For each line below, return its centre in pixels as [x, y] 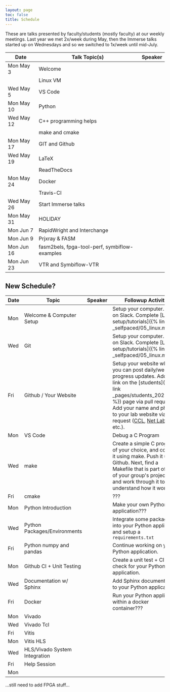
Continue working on [137, 546]
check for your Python [139, 566]
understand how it [134, 488]
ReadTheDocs [56, 170]
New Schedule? [31, 286]
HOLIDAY [50, 219]
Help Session [40, 664]
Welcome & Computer [51, 315]
